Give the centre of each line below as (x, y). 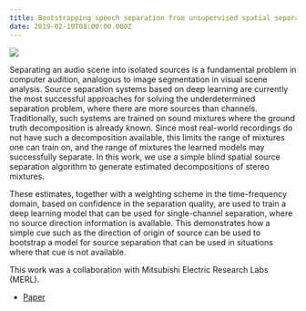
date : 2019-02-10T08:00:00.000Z (71, 26)
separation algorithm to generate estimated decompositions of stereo (140, 166)
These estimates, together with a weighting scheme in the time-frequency (148, 193)
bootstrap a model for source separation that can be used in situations (141, 242)
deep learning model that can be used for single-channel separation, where (151, 213)
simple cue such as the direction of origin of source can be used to (135, 233)
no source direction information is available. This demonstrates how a (140, 223)
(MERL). (25, 279)
